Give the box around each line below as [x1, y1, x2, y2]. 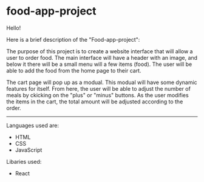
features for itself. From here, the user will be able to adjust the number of [6, 85, 191, 92]
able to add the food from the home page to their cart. [6, 67, 141, 74]
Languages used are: [6, 122, 59, 129]
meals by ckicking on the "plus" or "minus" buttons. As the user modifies [6, 91, 189, 99]
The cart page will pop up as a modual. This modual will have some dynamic [6, 79, 197, 86]
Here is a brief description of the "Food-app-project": [6, 36, 140, 43]
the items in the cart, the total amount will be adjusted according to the [6, 98, 183, 105]
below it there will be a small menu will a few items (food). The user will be [6, 60, 192, 68]
